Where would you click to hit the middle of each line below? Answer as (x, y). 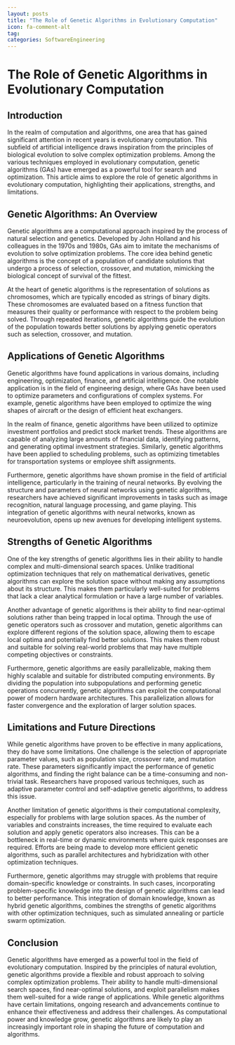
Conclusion (33, 943)
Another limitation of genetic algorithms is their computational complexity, (114, 810)
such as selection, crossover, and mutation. (70, 334)
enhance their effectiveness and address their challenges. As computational (117, 1012)
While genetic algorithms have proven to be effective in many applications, (115, 744)
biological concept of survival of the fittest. (69, 275)
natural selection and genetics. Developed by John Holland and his (104, 238)
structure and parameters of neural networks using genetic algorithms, (110, 489)
